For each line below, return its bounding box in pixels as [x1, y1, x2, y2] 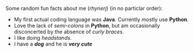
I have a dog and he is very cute [13, 40, 93, 47]
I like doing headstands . [13, 35, 72, 41]
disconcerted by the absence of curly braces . [13, 28, 124, 35]
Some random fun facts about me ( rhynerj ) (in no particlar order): [5, 5, 163, 12]
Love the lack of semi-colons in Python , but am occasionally [13, 22, 160, 29]
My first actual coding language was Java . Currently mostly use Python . [13, 16, 189, 22]
